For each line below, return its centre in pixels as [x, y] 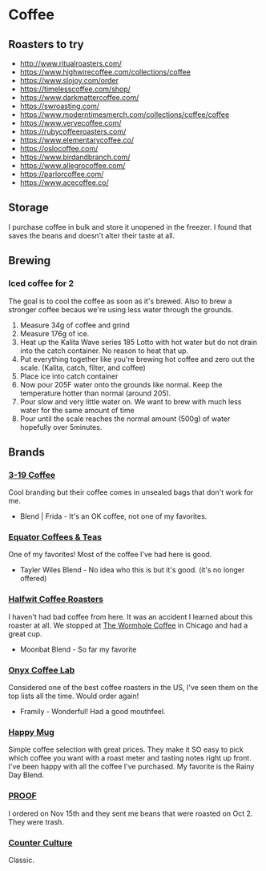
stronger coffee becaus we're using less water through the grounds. [121, 309]
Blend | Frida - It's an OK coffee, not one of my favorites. [113, 516]
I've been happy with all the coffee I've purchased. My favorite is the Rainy [131, 767]
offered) [33, 579]
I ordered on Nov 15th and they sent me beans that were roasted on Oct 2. [131, 813]
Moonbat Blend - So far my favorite [78, 649]
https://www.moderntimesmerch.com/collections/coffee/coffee [125, 114]
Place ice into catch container [69, 376]
